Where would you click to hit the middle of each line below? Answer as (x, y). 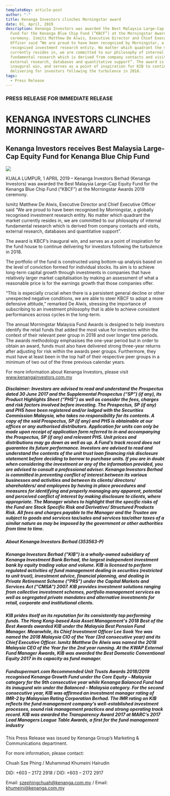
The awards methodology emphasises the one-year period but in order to (82, 340)
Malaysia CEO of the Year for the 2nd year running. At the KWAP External (84, 648)
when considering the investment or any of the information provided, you (84, 464)
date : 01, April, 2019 (30, 24)
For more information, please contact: (45, 753)
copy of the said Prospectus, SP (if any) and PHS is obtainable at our (79, 421)
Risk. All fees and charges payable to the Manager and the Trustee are (81, 513)
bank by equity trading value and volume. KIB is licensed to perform (79, 565)
